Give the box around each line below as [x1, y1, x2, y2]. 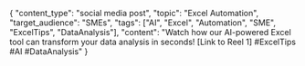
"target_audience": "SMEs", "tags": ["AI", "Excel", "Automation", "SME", [9, 17, 277, 28]
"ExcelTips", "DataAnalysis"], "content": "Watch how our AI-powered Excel [9, 27, 292, 37]
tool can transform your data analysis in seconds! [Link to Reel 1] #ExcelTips [9, 36, 297, 47]
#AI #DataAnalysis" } [9, 46, 89, 57]
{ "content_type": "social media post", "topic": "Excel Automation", [9, 8, 259, 18]
